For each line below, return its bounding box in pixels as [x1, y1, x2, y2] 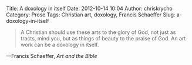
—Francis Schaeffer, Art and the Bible [6, 53, 97, 59]
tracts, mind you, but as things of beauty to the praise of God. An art [20, 35, 186, 42]
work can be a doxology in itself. [20, 41, 99, 48]
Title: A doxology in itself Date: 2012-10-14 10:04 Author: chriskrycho [6, 5, 173, 12]
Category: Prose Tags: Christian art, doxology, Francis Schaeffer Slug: [6, 11, 176, 18]
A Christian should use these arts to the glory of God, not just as [20, 29, 176, 36]
